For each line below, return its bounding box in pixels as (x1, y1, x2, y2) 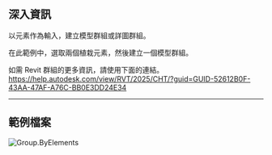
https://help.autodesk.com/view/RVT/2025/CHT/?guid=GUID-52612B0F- (8, 73, 251, 83)
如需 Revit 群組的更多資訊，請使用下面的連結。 (8, 65, 164, 74)
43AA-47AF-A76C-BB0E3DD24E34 (8, 82, 127, 92)
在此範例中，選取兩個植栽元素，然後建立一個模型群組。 (8, 48, 193, 57)
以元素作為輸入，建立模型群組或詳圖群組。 (8, 31, 151, 40)
